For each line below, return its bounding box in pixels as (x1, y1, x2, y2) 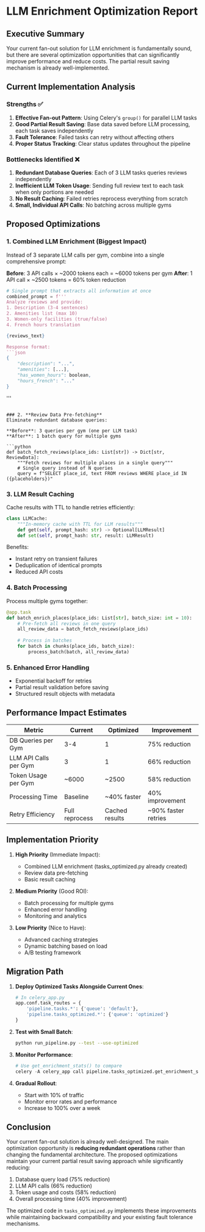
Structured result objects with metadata (15, 690, 115, 698)
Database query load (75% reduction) (15, 1176, 110, 1183)
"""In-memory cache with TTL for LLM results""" (17, 521, 143, 527)
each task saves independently (15, 127, 94, 134)
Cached (104, 806, 128, 815)
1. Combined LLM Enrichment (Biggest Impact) (6, 237, 147, 246)
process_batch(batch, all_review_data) (28, 648, 130, 655)
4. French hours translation (6, 321, 81, 328)
